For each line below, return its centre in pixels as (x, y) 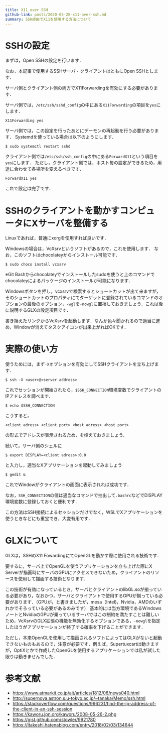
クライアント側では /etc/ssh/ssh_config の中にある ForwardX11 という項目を (82, 157)
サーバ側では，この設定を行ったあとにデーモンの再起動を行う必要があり (80, 131)
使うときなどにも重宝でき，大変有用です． (49, 519)
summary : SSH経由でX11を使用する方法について (48, 19)
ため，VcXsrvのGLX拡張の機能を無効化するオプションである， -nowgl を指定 (83, 621)
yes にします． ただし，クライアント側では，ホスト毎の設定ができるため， (81, 163)
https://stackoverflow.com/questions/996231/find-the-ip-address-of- (84, 704)
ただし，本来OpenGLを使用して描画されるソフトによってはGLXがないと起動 (84, 638)
